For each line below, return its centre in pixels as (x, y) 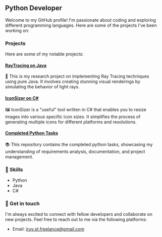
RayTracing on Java (26, 65)
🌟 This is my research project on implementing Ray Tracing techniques (77, 77)
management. (19, 157)
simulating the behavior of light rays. (42, 87)
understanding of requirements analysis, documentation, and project (75, 151)
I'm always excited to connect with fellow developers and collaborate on (79, 214)
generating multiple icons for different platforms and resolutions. (71, 122)
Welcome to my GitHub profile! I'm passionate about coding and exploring (81, 20)
